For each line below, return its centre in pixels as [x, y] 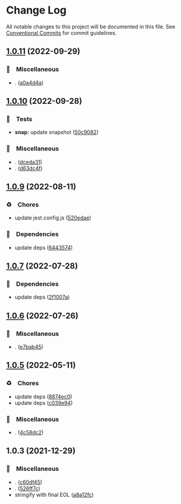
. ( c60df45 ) [28, 482]
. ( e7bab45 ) [29, 346]
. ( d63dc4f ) [29, 168]
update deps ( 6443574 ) [44, 247]
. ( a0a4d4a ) [29, 83]
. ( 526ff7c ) [27, 488]
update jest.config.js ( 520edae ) [53, 218]
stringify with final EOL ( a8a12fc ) [54, 495]
